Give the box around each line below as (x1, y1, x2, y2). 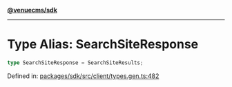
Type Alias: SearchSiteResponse (7, 37, 199, 52)
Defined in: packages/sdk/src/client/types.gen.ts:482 (7, 72, 159, 80)
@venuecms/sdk (7, 6, 57, 14)
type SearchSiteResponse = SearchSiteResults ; (7, 59, 144, 66)
